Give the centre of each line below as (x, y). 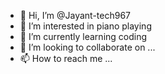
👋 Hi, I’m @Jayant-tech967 (75, 15)
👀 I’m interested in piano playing (85, 26)
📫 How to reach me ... (66, 58)
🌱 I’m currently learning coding (83, 36)
